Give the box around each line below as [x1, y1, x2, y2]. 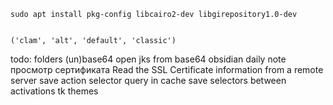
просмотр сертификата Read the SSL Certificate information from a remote [10, 64, 324, 75]
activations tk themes [10, 85, 99, 97]
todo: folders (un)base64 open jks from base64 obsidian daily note [10, 53, 287, 65]
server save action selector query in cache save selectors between [10, 75, 287, 86]
